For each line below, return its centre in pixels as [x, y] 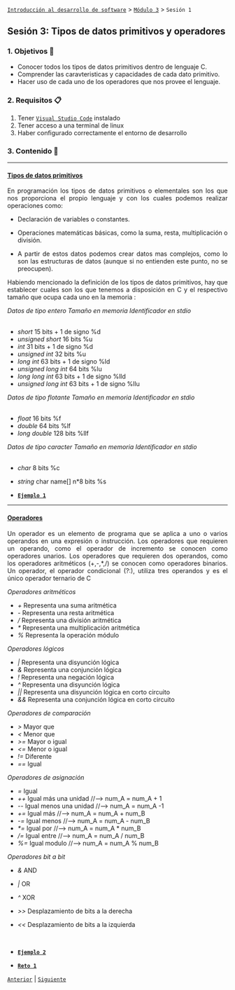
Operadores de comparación [49, 713]
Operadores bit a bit [36, 856]
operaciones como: [35, 206]
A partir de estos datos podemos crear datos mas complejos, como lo [122, 254]
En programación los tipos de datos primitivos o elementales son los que [117, 191]
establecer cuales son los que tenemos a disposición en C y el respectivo [117, 290]
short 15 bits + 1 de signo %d [59, 332]
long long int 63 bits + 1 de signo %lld [71, 376]
